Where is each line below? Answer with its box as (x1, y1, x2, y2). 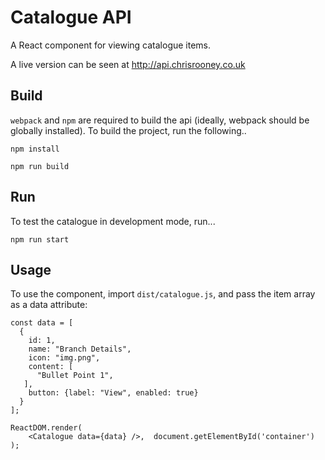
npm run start (10, 234, 70, 245)
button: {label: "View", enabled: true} (28, 388, 199, 398)
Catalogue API (10, 6, 132, 29)
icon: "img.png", (28, 353, 101, 363)
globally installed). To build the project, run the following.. (10, 124, 247, 136)
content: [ (28, 362, 74, 372)
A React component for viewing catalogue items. (10, 39, 212, 51)
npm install (10, 144, 60, 154)
